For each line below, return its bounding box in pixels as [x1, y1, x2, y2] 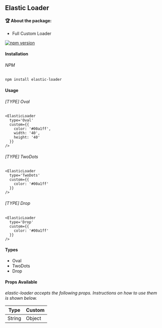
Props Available [5, 279, 37, 285]
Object [26, 315, 41, 322]
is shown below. [5, 295, 37, 301]
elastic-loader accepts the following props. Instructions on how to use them [5, 290, 157, 296]
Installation [5, 51, 28, 57]
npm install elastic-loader [5, 77, 62, 82]
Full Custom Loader [12, 30, 52, 36]
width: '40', [14, 131, 40, 136]
